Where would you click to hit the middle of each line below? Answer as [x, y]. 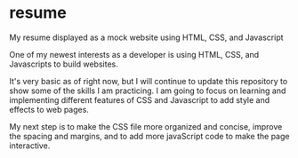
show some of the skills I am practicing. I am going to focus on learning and [148, 91]
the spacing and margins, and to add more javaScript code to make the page [149, 136]
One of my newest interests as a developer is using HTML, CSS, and [134, 54]
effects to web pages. [49, 109]
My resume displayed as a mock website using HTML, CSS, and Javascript [146, 37]
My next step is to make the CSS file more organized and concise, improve [146, 126]
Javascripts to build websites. [64, 64]
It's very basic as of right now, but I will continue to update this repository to [149, 81]
